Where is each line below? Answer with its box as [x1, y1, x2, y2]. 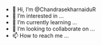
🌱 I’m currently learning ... [12, 19, 78, 26]
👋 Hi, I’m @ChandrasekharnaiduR [12, 6, 97, 13]
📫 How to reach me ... [12, 32, 69, 39]
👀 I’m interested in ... [12, 12, 64, 19]
